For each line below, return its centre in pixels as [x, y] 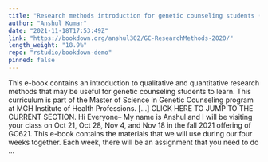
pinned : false [32, 61]
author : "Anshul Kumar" [48, 23]
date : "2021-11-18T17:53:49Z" [59, 30]
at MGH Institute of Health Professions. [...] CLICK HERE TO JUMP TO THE [131, 108]
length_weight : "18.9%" [48, 45]
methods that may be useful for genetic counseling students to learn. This [130, 91]
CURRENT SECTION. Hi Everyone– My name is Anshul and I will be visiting [130, 117]
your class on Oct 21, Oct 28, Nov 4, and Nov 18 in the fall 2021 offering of [130, 125]
